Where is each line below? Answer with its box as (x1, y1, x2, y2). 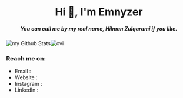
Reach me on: (6, 55, 46, 63)
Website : (14, 74, 38, 81)
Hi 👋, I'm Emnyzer (55, 5, 143, 19)
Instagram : (14, 80, 42, 87)
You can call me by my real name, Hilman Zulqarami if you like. (20, 25, 178, 32)
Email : (14, 67, 31, 75)
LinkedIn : (14, 86, 39, 93)
